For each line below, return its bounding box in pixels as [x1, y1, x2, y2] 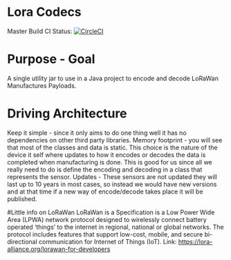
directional [7, 237, 38, 245]
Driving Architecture [7, 106, 127, 122]
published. [7, 194, 37, 203]
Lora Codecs [7, 4, 82, 20]
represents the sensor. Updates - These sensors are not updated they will [7, 172, 218, 180]
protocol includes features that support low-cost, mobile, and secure [7, 230, 203, 239]
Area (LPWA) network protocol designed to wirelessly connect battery [7, 215, 207, 223]
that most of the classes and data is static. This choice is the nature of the [7, 143, 218, 151]
